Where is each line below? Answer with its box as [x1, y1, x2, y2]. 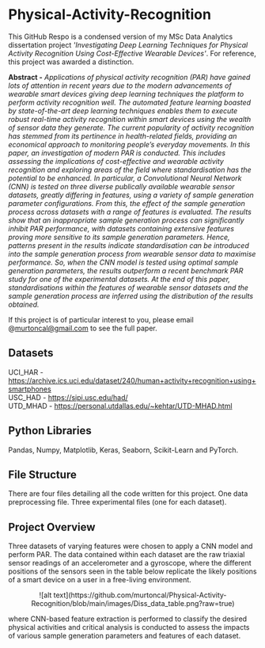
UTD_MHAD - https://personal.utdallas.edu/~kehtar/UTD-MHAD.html [8, 401, 233, 410]
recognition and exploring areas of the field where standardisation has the [8, 165, 252, 174]
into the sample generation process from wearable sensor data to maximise [8, 249, 256, 258]
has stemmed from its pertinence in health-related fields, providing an [8, 131, 237, 140]
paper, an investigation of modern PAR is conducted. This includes [8, 148, 226, 158]
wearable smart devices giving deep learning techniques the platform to [8, 89, 244, 98]
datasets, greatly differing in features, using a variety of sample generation [8, 190, 255, 200]
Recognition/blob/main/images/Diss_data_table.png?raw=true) [31, 599, 235, 608]
